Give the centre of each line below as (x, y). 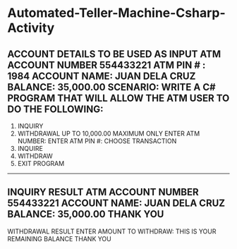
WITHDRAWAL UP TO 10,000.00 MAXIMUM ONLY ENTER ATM (109, 133)
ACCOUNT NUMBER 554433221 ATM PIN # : (107, 65)
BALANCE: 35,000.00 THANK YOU (86, 214)
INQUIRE (30, 148)
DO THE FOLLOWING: (55, 109)
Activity (31, 28)
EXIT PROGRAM (41, 163)
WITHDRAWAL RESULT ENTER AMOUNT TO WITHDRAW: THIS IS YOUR (112, 231)
